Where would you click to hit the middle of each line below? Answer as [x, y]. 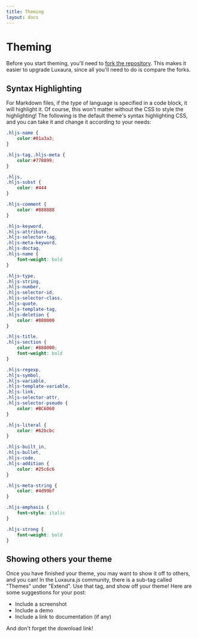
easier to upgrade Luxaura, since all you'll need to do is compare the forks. [98, 70]
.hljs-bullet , [24, 453]
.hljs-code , [21, 458]
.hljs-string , [24, 282]
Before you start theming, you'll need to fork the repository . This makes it [96, 63]
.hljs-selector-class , [34, 298]
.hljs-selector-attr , [33, 398]
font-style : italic [41, 513]
